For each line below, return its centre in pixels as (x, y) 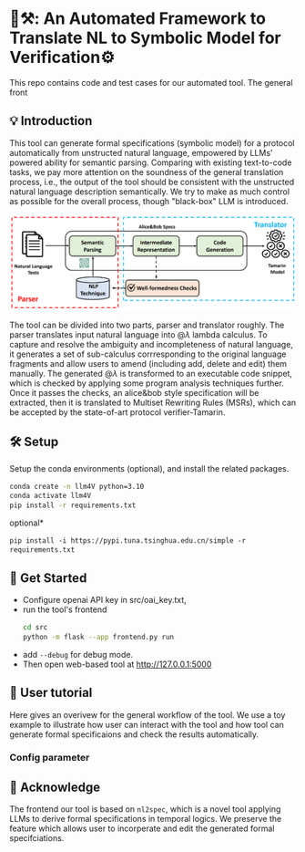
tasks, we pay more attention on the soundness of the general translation (147, 171)
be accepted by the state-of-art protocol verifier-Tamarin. (117, 412)
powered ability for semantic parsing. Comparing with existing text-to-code (151, 162)
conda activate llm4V (51, 496)
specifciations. (37, 838)
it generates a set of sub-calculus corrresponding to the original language (148, 354)
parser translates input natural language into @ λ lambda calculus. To (138, 334)
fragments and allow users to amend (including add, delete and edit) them (148, 363)
